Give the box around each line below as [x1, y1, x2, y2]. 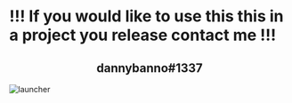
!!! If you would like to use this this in [9, 6, 284, 27]
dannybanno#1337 [96, 60, 203, 75]
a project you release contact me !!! [9, 25, 277, 45]
